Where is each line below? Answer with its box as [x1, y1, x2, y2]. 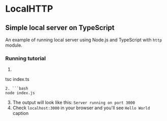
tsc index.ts [5, 76, 29, 82]
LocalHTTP [5, 3, 53, 15]
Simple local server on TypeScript [5, 23, 115, 32]
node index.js [5, 90, 36, 96]
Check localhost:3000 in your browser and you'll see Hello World [12, 105, 150, 111]
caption [12, 110, 29, 116]
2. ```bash [5, 86, 28, 92]
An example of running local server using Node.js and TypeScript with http [5, 37, 162, 43]
